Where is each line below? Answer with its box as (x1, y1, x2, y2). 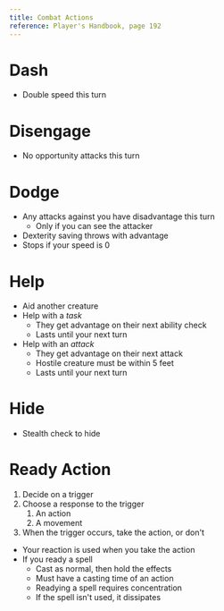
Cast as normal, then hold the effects (35, 564, 172, 574)
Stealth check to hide (21, 429, 101, 439)
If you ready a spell (21, 554, 94, 564)
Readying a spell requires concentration (35, 582, 183, 593)
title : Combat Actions (9, 13, 94, 22)
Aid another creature (21, 301, 99, 311)
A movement (35, 518, 83, 529)
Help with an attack (21, 339, 95, 350)
